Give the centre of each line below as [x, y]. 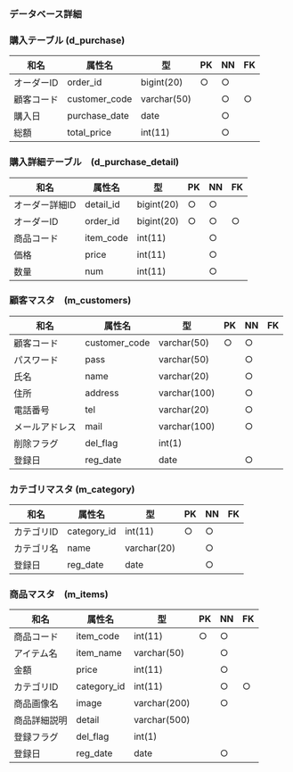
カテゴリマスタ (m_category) [72, 489]
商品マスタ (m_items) [59, 594]
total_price [90, 133]
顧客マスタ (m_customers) [70, 301]
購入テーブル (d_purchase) [67, 40]
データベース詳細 [46, 13]
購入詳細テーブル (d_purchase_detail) [94, 162]
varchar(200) [162, 703]
